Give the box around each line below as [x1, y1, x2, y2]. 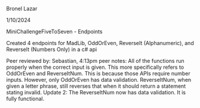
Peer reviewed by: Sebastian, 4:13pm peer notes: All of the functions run [6, 58, 184, 64]
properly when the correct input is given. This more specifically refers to [6, 63, 184, 71]
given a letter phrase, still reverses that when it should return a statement [6, 82, 186, 90]
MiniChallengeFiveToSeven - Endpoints [6, 28, 103, 35]
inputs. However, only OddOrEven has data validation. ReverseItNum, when [6, 77, 192, 83]
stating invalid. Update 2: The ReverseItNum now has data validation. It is [6, 89, 186, 96]
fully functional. [6, 95, 45, 102]
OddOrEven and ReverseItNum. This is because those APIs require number [6, 70, 191, 77]
